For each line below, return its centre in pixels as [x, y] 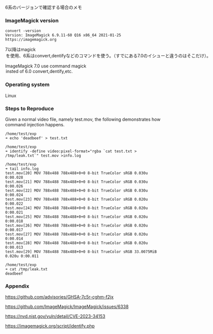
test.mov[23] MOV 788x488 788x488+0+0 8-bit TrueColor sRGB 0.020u [77, 199]
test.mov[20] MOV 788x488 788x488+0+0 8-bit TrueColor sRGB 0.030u [77, 173]
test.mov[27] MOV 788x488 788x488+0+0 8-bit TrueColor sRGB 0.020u [77, 234]
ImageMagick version [32, 20]
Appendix [17, 286]
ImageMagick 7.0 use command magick [46, 66]
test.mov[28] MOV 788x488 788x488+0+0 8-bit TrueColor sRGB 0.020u [77, 243]
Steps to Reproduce [30, 108]
